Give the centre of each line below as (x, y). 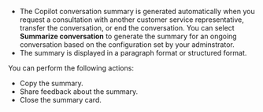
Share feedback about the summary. (79, 92)
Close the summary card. (61, 100)
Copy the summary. (52, 83)
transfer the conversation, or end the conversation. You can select (127, 28)
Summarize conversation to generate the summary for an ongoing (128, 36)
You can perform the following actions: (71, 68)
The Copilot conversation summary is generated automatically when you (137, 11)
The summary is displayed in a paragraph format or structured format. (133, 53)
